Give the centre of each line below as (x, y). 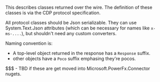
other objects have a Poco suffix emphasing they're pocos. (74, 59)
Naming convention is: (29, 43)
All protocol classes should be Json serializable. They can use (71, 23)
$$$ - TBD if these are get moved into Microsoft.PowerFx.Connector (78, 69)
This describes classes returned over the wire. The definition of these (79, 7)
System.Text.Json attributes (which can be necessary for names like (78, 28)
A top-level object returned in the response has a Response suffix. (82, 53)
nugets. (13, 74)
